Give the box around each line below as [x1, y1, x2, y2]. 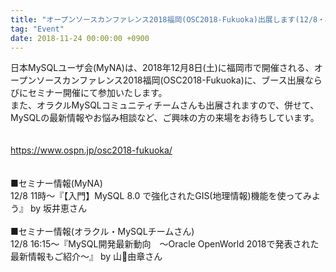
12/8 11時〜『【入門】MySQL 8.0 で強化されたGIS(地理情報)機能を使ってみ [10, 190, 312, 202]
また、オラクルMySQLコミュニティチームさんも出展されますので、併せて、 [10, 99, 320, 111]
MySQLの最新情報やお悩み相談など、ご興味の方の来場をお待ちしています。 [10, 112, 320, 124]
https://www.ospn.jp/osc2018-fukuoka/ [10, 144, 173, 156]
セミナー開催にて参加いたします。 [27, 87, 168, 99]
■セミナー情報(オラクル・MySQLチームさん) [10, 226, 195, 238]
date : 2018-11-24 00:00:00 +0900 [10, 33, 150, 43]
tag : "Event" [10, 24, 65, 34]
